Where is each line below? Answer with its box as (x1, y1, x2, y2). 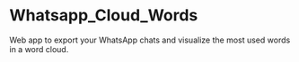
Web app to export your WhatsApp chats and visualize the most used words (9, 35, 291, 45)
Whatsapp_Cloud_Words (9, 5, 198, 26)
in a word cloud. (9, 43, 69, 54)
